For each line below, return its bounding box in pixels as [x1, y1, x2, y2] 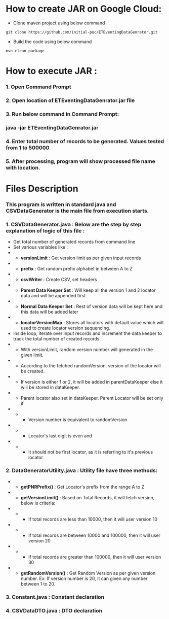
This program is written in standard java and [6, 201, 116, 208]
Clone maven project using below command [13, 20, 105, 26]
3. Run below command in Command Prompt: [6, 110, 119, 117]
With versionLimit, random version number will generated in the [20, 347, 153, 353]
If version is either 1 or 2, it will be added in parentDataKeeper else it [20, 379, 163, 385]
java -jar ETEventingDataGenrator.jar [6, 124, 99, 131]
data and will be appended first [20, 293, 86, 299]
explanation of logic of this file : [6, 227, 85, 234]
